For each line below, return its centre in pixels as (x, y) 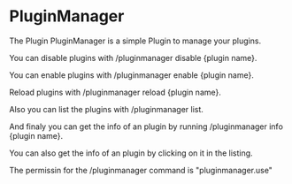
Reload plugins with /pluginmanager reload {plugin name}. (115, 92)
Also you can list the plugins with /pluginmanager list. (106, 109)
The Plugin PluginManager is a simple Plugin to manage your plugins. (135, 41)
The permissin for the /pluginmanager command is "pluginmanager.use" (141, 170)
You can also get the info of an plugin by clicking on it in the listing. (131, 153)
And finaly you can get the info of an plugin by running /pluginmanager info (146, 126)
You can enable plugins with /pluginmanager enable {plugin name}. (131, 75)
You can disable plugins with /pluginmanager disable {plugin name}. (133, 57)
